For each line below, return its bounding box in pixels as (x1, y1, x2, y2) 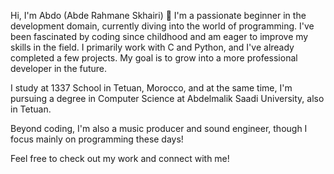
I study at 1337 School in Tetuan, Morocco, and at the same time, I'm (10, 82, 293, 94)
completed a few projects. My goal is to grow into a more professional (10, 52, 298, 64)
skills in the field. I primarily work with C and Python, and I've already (10, 41, 295, 53)
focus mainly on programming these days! (10, 133, 184, 145)
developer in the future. (10, 63, 108, 74)
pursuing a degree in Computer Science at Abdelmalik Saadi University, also (10, 93, 325, 104)
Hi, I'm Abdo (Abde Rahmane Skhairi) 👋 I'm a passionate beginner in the (10, 10, 307, 21)
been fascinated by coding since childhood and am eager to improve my (10, 31, 309, 42)
